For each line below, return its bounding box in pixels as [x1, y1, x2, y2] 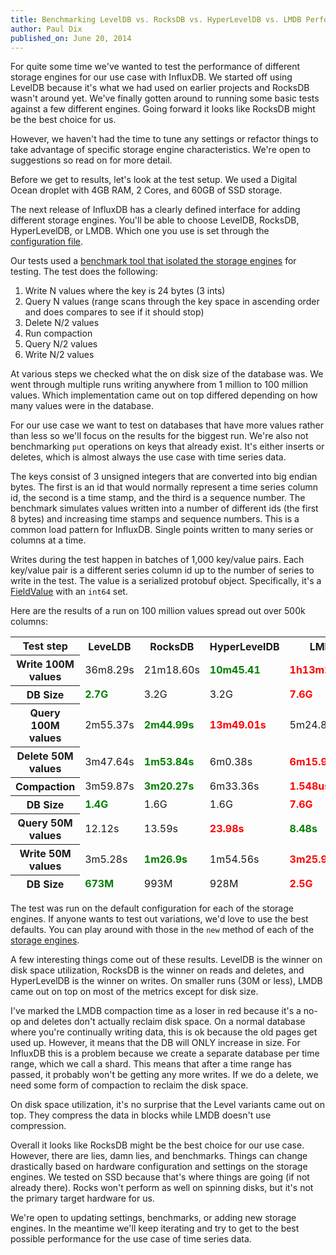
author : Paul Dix [10, 24, 83, 34]
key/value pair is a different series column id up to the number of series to [10, 564, 315, 576]
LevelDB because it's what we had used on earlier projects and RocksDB [10, 82, 310, 94]
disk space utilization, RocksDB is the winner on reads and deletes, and [10, 964, 305, 976]
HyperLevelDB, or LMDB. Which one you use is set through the [10, 225, 270, 237]
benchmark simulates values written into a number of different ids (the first [10, 502, 319, 515]
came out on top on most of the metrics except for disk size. [10, 986, 259, 998]
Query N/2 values [24, 338, 98, 350]
